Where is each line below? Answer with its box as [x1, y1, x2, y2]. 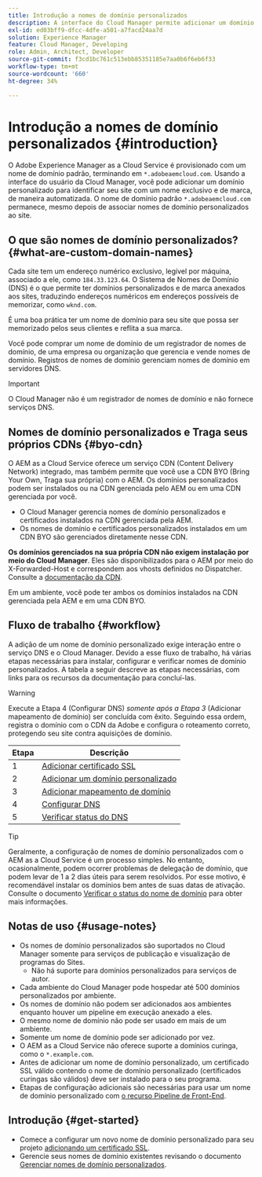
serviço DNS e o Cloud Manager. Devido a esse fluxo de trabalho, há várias [8, 647, 252, 657]
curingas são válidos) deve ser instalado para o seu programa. [19, 1074, 222, 1083]
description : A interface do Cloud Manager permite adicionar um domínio [8, 19, 255, 27]
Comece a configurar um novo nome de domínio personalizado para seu [19, 1135, 254, 1144]
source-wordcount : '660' [8, 70, 89, 78]
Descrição [89, 747, 129, 758]
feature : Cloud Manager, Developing [8, 41, 128, 49]
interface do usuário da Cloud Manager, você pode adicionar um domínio [8, 178, 245, 187]
